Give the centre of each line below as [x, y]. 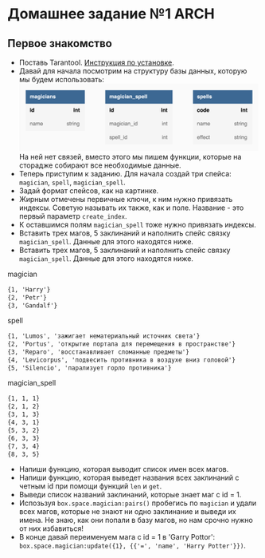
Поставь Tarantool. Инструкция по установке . [96, 62]
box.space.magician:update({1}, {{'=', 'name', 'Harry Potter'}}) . [132, 545]
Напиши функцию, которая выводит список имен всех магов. [124, 469]
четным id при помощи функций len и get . [90, 486]
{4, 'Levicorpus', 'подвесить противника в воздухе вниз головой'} [122, 360]
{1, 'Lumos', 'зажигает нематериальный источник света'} [104, 336]
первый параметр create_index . [73, 216]
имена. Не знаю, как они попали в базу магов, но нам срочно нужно [136, 520]
